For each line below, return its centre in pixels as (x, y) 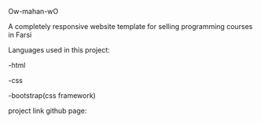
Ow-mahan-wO (33, 11)
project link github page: (48, 110)
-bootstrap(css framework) (52, 96)
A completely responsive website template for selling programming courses (130, 26)
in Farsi (20, 35)
